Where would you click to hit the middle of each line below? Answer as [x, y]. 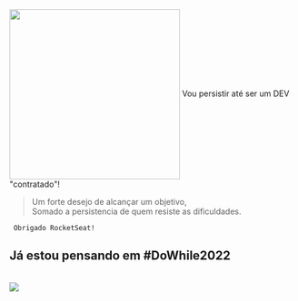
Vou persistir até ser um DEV [235, 93]
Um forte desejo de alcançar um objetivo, [109, 202]
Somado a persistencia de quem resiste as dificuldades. [137, 211]
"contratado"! [35, 184]
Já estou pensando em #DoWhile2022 [120, 256]
